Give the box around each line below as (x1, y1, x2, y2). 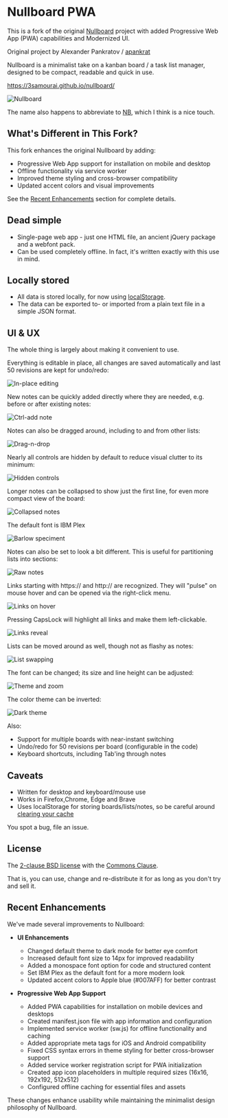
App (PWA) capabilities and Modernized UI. (7, 34, 130, 42)
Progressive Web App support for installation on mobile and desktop (16, 159, 211, 168)
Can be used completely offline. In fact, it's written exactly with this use (16, 247, 220, 255)
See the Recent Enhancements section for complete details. (7, 194, 176, 203)
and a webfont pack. (16, 240, 76, 248)
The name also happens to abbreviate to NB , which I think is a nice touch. (7, 108, 215, 116)
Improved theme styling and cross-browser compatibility (16, 174, 178, 182)
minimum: (7, 461, 36, 469)
